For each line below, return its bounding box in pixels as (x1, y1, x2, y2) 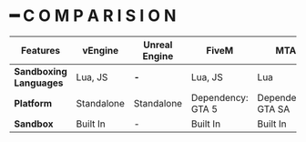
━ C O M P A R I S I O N (9, 5, 177, 26)
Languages (14, 76, 64, 89)
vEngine (81, 44, 119, 56)
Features (21, 44, 61, 56)
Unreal (143, 38, 173, 51)
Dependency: (190, 91, 249, 104)
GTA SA (257, 102, 291, 115)
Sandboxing (14, 65, 68, 77)
